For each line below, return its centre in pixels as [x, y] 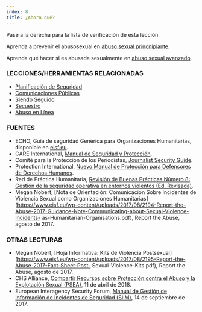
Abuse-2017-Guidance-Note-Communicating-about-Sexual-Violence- [102, 211]
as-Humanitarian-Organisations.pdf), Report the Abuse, [111, 218]
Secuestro [28, 105]
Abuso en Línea [34, 112]
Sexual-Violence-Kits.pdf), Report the [139, 266]
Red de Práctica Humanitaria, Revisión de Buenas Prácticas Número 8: [103, 179]
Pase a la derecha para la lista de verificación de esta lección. [83, 34]
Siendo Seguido [35, 99]
